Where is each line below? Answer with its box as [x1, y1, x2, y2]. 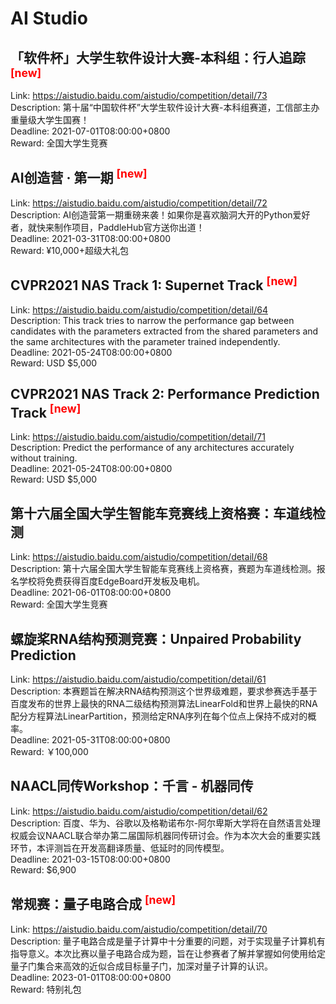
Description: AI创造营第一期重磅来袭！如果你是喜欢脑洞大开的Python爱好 [10, 208, 311, 221]
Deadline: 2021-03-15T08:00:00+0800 [10, 853, 171, 865]
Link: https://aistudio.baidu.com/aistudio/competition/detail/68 [10, 551, 268, 563]
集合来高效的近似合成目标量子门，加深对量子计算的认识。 [36, 960, 273, 972]
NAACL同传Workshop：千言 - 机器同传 [10, 778, 254, 795]
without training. [10, 452, 78, 464]
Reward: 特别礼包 [10, 983, 82, 995]
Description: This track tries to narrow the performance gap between [10, 314, 295, 326]
